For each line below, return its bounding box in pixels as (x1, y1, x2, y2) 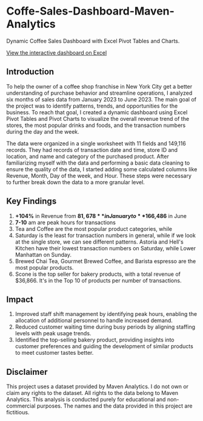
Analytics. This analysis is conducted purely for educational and (6, 396, 166, 403)
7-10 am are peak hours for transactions (15, 219, 116, 226)
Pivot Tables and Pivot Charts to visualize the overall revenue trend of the (6, 115, 190, 122)
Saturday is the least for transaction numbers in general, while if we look (15, 231, 196, 239)
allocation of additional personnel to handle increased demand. (15, 317, 173, 324)
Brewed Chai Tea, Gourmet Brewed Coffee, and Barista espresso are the (15, 257, 196, 265)
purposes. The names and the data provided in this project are (36, 402, 193, 409)
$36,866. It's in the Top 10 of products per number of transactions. (15, 276, 182, 284)
